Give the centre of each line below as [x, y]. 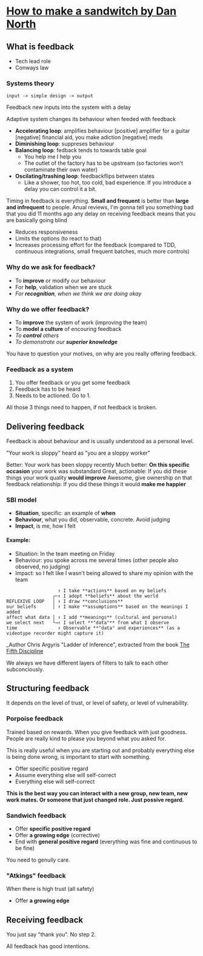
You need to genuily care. [38, 860]
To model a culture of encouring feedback [68, 329]
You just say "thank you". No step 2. [51, 935]
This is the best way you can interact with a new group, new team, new [97, 793]
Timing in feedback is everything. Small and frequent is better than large [98, 201]
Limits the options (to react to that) [58, 239]
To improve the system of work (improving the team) [81, 322]
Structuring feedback [48, 688]
